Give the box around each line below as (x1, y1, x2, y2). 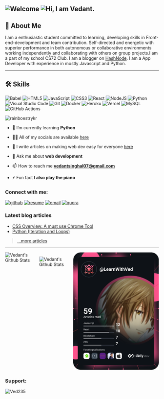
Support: (5, 377, 27, 384)
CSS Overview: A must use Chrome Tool (12, 223, 94, 229)
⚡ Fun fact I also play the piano (12, 175, 76, 181)
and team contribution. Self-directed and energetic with (42, 40, 154, 46)
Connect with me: (5, 188, 48, 195)
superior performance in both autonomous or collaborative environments (5, 45, 152, 51)
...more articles (17, 238, 47, 244)
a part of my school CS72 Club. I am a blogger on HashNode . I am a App (5, 55, 151, 61)
